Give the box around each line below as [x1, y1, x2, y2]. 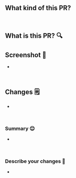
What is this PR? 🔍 [5, 32, 63, 40]
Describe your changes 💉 [5, 158, 66, 165]
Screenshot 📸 [5, 51, 47, 59]
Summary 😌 [5, 125, 35, 132]
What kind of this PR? [5, 4, 71, 12]
